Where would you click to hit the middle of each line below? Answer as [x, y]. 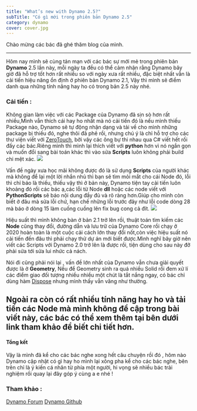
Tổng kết [17, 342]
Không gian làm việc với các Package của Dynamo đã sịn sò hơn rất [88, 114]
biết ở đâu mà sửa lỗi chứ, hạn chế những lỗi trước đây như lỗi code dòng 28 [98, 201]
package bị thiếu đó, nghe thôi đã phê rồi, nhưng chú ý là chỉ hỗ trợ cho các [98, 133]
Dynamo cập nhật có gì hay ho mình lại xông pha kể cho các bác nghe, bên [97, 361]
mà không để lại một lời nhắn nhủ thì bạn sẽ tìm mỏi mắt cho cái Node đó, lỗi [98, 176]
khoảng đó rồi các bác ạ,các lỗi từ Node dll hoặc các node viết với [86, 189]
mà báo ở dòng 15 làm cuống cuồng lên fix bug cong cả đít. [78, 208]
